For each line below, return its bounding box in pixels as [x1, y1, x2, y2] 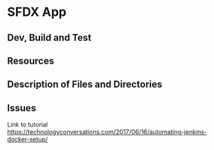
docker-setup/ [7, 135, 48, 144]
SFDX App [7, 4, 67, 20]
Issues [7, 102, 37, 114]
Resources [7, 55, 55, 66]
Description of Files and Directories [7, 79, 163, 91]
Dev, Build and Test [7, 32, 92, 44]
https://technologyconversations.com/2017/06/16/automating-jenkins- [7, 128, 207, 136]
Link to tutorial [7, 120, 48, 129]
